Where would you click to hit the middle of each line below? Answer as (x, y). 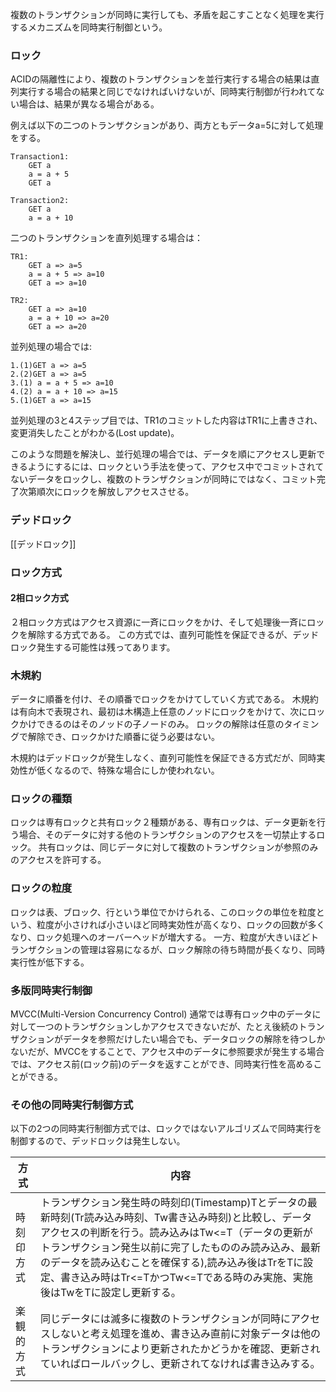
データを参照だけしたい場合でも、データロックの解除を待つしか (194, 1039)
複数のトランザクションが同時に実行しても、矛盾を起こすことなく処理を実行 (167, 14)
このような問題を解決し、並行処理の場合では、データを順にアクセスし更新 (163, 454)
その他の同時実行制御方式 (72, 1105)
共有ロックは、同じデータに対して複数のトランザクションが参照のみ (178, 847)
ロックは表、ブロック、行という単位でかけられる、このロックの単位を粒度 (163, 912)
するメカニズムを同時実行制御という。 (89, 27)
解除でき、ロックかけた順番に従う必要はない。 (124, 737)
